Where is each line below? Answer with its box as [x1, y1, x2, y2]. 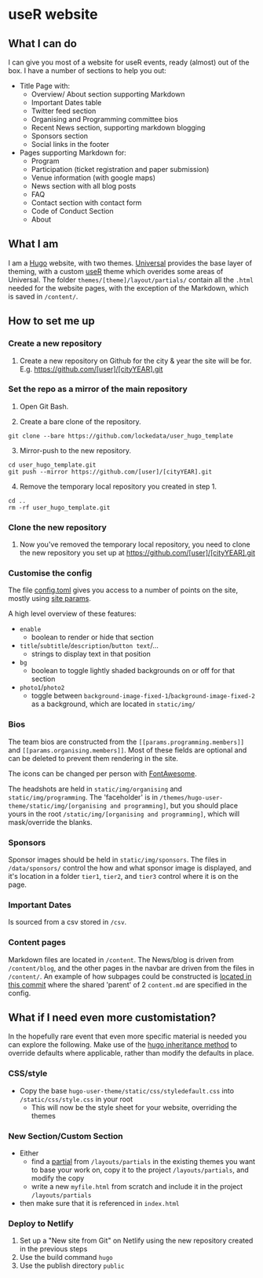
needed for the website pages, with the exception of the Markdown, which [8, 283, 249, 292]
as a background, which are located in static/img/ [31, 699, 196, 709]
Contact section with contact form [31, 198, 142, 207]
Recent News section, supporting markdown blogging [31, 123, 206, 132]
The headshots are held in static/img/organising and [8, 784, 183, 793]
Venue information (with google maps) [31, 173, 155, 182]
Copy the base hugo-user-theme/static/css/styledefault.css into [19, 1086, 234, 1095]
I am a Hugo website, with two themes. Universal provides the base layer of [8, 258, 253, 268]
